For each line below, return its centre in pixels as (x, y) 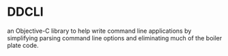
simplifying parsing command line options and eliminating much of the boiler (115, 38)
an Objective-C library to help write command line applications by (99, 31)
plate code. (23, 45)
